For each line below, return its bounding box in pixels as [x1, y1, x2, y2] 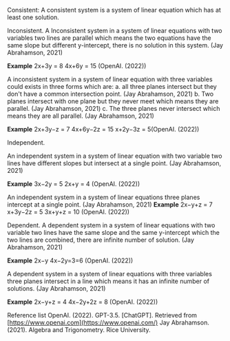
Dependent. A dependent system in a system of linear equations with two [7, 221, 216, 229]
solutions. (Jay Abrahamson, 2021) [7, 285, 106, 292]
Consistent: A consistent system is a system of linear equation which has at [7, 6, 222, 14]
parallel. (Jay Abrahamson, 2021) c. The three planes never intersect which [7, 105, 220, 112]
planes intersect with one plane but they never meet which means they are [7, 97, 219, 105]
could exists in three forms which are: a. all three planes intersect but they [7, 83, 217, 90]
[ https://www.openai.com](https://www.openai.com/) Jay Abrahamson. [7, 318, 210, 327]
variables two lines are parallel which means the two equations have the [7, 34, 211, 42]
